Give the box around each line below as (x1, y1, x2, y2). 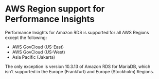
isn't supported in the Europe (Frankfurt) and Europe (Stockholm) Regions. (5, 68, 155, 74)
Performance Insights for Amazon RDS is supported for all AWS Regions (5, 29, 149, 35)
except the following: (5, 35, 47, 40)
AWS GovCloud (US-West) (12, 49, 66, 55)
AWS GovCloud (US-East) (12, 44, 64, 50)
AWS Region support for (5, 3, 105, 14)
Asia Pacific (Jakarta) (12, 54, 55, 60)
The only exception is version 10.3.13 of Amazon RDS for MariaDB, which (5, 64, 151, 69)
